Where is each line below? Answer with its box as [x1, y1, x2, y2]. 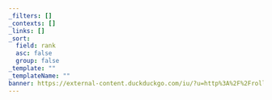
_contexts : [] [8, 19, 57, 27]
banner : [8, 79, 35, 87]
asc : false [15, 49, 53, 57]
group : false [15, 57, 60, 65]
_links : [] [8, 27, 45, 35]
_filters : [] [8, 11, 53, 20]
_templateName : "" [8, 72, 70, 80]
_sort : [8, 34, 31, 43]
